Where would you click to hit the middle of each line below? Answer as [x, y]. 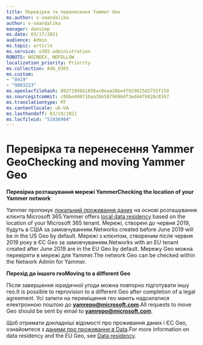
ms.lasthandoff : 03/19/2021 [42, 114]
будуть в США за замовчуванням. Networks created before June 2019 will [100, 230]
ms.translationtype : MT [36, 102]
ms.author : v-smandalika [38, 18]
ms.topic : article [29, 46]
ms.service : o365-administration [48, 52]
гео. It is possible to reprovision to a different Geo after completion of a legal [101, 292]
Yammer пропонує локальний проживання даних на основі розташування [101, 210]
